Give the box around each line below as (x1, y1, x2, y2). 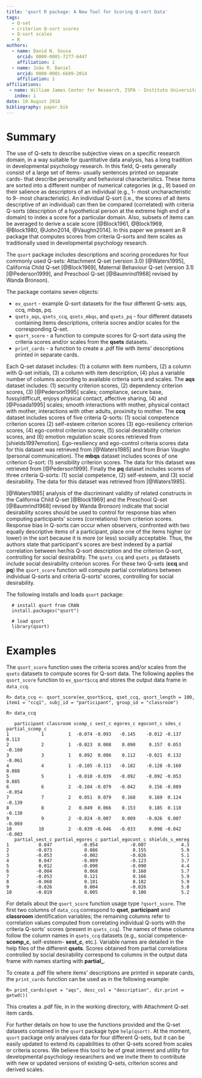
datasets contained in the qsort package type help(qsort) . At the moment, (6, 1027, 191, 1035)
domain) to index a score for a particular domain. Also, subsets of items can (6, 214, 194, 221)
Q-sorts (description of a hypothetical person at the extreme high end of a (6, 207, 190, 214)
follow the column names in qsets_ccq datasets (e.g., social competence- (6, 932, 188, 939)
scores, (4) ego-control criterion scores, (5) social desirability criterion (6, 427, 182, 434)
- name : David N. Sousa (11, 48, 71, 54)
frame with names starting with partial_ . (6, 958, 105, 965)
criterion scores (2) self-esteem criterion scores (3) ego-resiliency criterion (6, 420, 193, 428)
